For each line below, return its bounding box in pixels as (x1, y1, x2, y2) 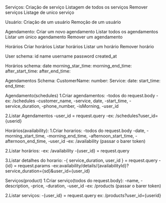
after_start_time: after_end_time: (5, 68, 71, 74)
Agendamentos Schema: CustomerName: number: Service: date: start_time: (5, 78, 161, 83)
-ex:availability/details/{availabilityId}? (51, 163, 129, 168)
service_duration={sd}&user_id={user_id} (5, 168, 90, 174)
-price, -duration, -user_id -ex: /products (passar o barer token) (30, 183, 162, 189)
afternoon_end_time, (5, 138, 47, 144)
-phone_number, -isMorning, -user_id (41, 103, 119, 109)
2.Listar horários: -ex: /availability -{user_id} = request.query (5, 148, 130, 153)
